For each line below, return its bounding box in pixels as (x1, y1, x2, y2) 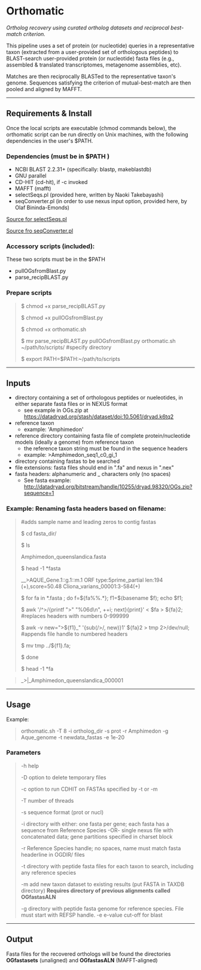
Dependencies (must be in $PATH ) (6, 152, 109, 160)
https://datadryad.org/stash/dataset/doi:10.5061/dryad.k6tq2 (23, 413, 174, 420)
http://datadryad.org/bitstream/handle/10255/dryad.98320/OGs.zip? (23, 483, 193, 490)
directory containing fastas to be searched (14, 457, 120, 465)
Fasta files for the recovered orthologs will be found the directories (6, 950, 171, 957)
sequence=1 (23, 490, 54, 497)
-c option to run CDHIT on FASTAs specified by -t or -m (20, 785, 158, 793)
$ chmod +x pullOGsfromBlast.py (20, 314, 103, 321)
